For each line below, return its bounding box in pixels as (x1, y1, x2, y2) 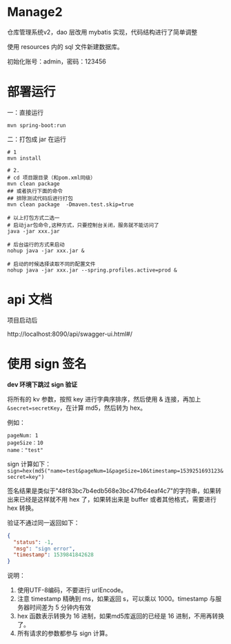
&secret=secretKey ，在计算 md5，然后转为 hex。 (7, 404, 147, 412)
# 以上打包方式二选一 (7, 214, 60, 221)
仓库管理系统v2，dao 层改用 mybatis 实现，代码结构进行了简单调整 (7, 28, 198, 36)
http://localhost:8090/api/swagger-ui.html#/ (7, 330, 133, 338)
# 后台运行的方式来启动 (7, 241, 66, 248)
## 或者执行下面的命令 (7, 187, 63, 194)
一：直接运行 (7, 108, 43, 116)
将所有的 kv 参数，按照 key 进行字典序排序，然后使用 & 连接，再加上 (7, 395, 201, 403)
